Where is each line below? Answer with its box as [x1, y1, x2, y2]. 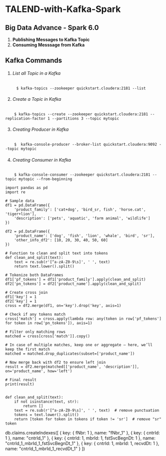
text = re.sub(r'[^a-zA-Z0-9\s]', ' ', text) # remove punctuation [14, 408, 160, 413]
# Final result [5, 378, 37, 383]
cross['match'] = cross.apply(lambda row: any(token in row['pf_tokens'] [5, 316, 162, 321]
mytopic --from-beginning [18, 177, 72, 182]
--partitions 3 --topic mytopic [52, 116, 120, 121]
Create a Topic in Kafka [12, 96, 61, 102]
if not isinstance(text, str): [14, 399, 79, 405]
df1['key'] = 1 [5, 294, 37, 300]
